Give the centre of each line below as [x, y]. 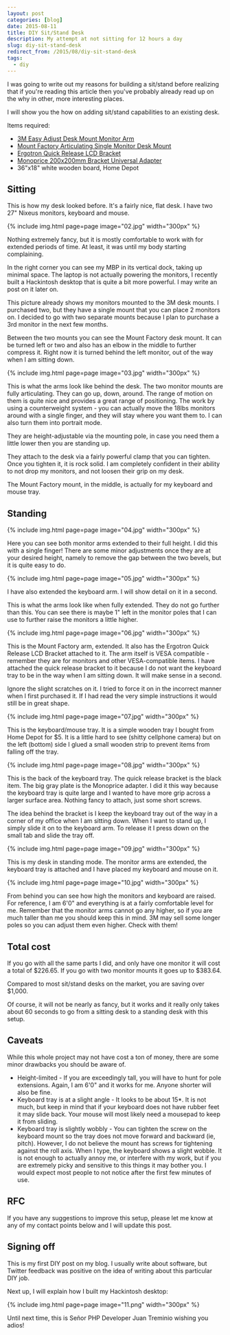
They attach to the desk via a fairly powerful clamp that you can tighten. [109, 456]
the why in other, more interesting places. [66, 98]
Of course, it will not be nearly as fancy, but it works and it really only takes [113, 1005]
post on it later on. [33, 290]
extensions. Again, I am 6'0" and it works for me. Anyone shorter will [114, 1084]
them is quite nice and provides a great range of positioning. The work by [111, 401]
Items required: [28, 125]
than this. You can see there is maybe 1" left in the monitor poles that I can [112, 612]
